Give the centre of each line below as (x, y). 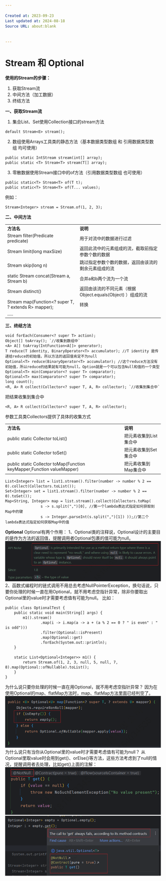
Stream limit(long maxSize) (35, 251)
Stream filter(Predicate (30, 236)
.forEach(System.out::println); (74, 643)
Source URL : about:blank (31, 26)
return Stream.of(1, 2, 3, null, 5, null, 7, (71, 662)
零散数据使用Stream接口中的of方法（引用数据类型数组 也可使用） (79, 172)
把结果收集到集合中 (25, 396)
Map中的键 (14, 512)
